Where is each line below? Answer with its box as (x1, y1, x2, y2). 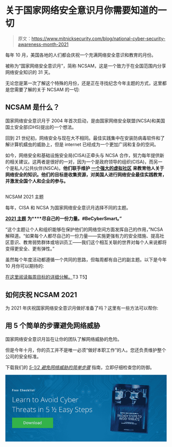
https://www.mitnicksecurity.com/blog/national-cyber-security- (31, 35, 165, 42)
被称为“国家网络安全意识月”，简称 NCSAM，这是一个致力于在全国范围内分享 (5, 63, 166, 69)
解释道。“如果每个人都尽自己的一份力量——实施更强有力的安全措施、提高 (5, 233, 160, 239)
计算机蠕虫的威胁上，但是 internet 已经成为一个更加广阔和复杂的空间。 (9, 141, 159, 147)
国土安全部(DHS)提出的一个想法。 (5, 124, 77, 130)
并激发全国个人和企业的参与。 (5, 178, 68, 184)
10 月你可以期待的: (5, 263, 45, 269)
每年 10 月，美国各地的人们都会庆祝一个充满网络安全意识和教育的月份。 (5, 52, 156, 58)
